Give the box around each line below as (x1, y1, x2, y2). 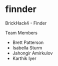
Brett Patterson (12, 39, 44, 45)
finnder (5, 3, 36, 15)
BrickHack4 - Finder (5, 20, 47, 26)
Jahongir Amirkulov (12, 50, 53, 56)
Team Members (5, 29, 37, 35)
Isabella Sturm (12, 44, 42, 50)
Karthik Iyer (12, 55, 36, 61)
